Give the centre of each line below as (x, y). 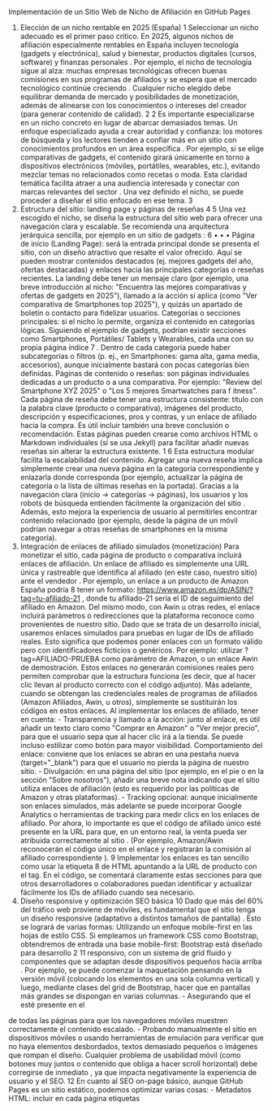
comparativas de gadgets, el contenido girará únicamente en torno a (135, 157)
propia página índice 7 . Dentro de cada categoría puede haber (125, 348)
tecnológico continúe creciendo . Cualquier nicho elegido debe (125, 88)
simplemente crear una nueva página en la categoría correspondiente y (140, 468)
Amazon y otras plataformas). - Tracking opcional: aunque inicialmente (139, 797)
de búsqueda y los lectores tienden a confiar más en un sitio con (128, 140)
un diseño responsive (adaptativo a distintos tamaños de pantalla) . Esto (140, 918)
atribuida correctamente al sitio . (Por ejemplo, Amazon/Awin (122, 840)
